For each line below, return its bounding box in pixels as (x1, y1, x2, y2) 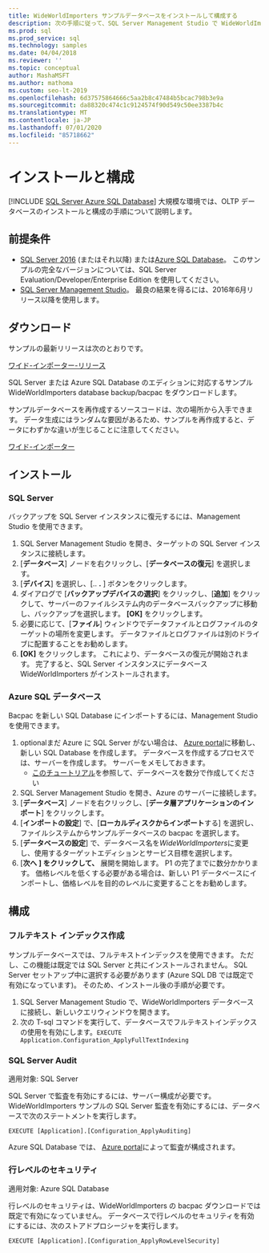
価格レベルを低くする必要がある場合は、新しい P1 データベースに (35, 869, 251, 878)
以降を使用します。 (41, 295, 104, 305)
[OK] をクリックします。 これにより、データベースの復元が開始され (19, 649, 243, 658)
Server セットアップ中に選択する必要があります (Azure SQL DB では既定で (8, 970, 255, 979)
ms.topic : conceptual (8, 64, 81, 72)
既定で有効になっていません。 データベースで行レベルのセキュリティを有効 (8, 1211, 255, 1221)
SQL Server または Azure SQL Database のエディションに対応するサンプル (8, 378, 254, 388)
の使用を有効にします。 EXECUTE (19, 1027, 122, 1036)
